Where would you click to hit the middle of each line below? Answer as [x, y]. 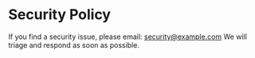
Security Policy [60, 15]
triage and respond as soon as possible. [74, 44]
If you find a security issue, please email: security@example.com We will [127, 37]
